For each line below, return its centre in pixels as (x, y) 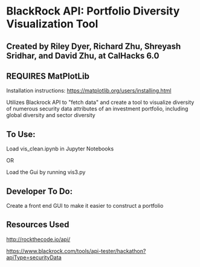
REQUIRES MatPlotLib (48, 76)
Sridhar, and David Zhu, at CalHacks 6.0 (83, 56)
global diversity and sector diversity (51, 115)
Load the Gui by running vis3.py (46, 172)
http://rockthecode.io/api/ (38, 239)
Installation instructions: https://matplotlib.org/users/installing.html (89, 91)
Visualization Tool (52, 24)
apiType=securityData (34, 257)
